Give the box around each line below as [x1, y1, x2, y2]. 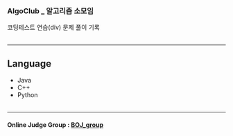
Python [17, 91, 38, 99]
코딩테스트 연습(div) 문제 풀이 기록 [7, 23, 101, 32]
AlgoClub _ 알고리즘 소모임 [7, 6, 94, 15]
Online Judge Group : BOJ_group [7, 120, 104, 129]
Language [7, 58, 52, 69]
